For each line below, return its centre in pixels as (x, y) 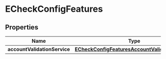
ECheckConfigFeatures (54, 9)
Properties (22, 27)
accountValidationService (39, 49)
